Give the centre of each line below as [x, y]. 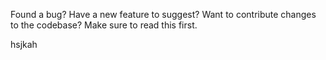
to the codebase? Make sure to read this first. [104, 25]
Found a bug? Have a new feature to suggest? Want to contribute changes [163, 14]
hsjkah [24, 44]
